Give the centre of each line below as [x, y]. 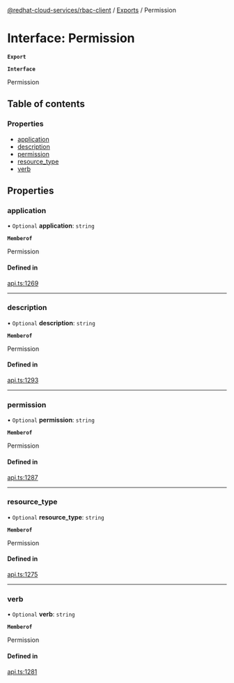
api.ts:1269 [23, 283]
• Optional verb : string [41, 615]
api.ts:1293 [23, 381]
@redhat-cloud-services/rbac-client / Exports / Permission [92, 10]
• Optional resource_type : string [56, 517]
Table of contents [46, 104]
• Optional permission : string [51, 420]
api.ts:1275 [23, 575]
